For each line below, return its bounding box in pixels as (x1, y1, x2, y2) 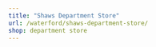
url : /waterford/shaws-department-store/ (8, 19, 149, 27)
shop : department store (8, 26, 88, 34)
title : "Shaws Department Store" (8, 11, 120, 20)
